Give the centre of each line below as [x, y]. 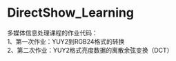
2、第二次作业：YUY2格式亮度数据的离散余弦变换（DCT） [90, 50]
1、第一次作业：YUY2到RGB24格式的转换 [66, 41]
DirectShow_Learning [71, 13]
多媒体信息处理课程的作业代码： [52, 33]
